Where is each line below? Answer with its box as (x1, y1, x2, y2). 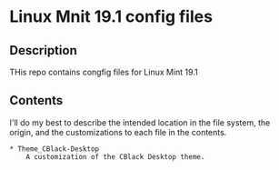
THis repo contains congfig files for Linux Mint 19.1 (9, 66, 198, 77)
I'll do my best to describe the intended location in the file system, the (9, 116, 271, 128)
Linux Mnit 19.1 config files (9, 6, 214, 27)
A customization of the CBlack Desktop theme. (25, 152, 205, 161)
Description (9, 43, 77, 58)
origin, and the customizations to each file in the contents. (9, 126, 227, 137)
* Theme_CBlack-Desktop (9, 144, 100, 154)
